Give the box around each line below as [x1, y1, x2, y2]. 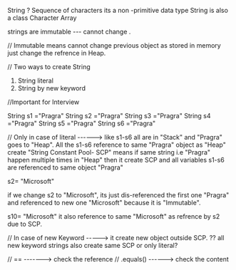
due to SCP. [7, 220, 43, 228]
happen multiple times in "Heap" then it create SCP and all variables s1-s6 [7, 156, 225, 164]
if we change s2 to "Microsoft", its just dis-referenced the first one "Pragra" [7, 191, 230, 199]
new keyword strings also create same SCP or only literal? [7, 242, 178, 249]
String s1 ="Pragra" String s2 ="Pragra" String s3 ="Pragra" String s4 [7, 112, 212, 120]
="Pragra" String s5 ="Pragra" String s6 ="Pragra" [7, 119, 156, 128]
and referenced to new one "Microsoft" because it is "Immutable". [7, 199, 201, 207]
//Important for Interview [7, 98, 80, 106]
